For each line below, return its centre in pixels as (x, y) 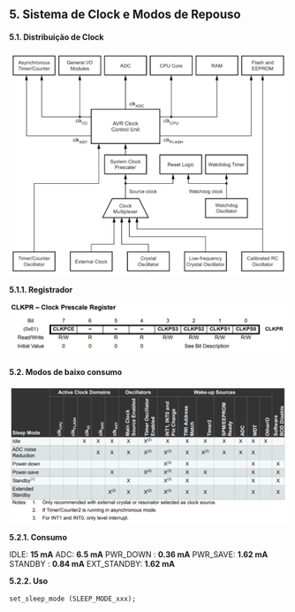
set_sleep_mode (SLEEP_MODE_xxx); (73, 599)
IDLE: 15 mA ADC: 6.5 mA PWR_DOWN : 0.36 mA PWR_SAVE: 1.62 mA (139, 554)
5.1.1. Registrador (41, 290)
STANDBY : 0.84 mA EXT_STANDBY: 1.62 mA (92, 563)
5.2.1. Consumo (38, 537)
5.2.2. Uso (29, 581)
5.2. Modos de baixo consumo (66, 371)
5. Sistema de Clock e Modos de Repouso (125, 15)
